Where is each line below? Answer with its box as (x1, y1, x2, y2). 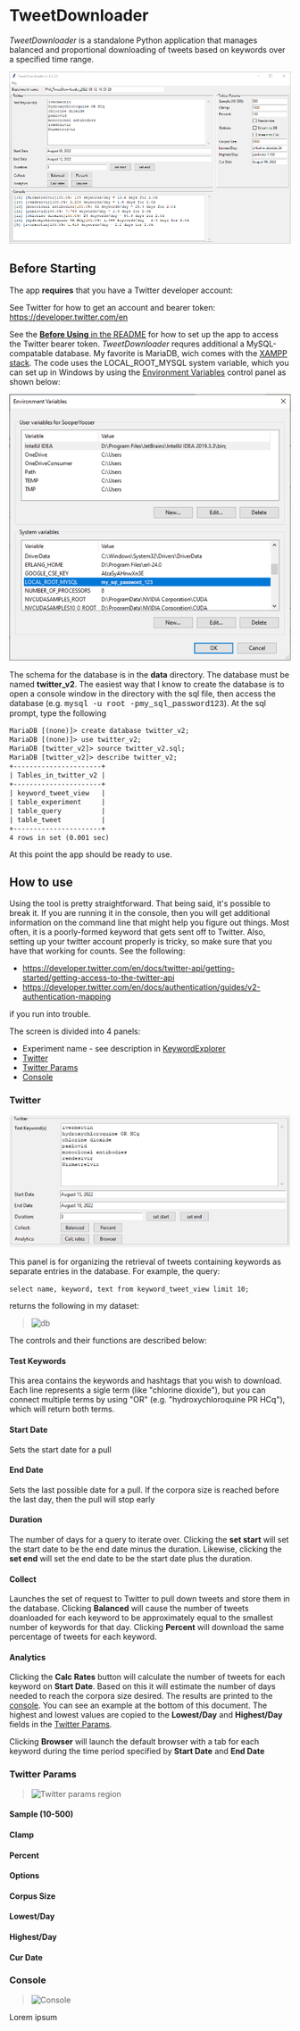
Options (9, 1870, 40, 1881)
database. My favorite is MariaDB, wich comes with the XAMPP (54, 347, 287, 358)
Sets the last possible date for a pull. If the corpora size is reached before (9, 1484, 279, 1495)
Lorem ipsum (9, 2011, 58, 2022)
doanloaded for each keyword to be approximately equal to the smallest (9, 1612, 274, 1623)
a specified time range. (9, 54, 95, 64)
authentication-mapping (21, 992, 112, 1003)
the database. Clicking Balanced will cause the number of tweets (9, 1603, 249, 1614)
